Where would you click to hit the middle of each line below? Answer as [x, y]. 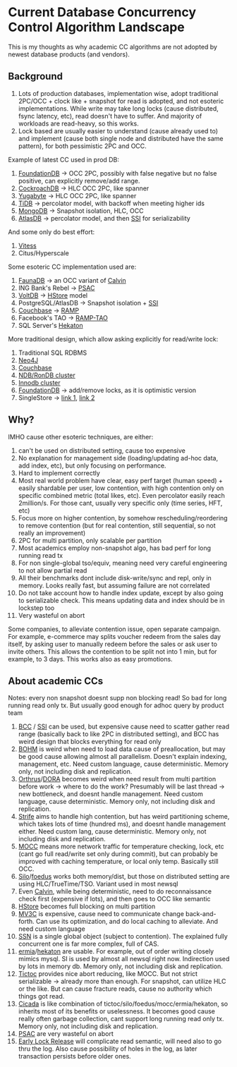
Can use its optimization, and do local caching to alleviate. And [127, 922]
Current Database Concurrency [102, 12]
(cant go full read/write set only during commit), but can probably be [118, 854]
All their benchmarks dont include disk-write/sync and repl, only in [115, 578]
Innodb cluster [39, 382]
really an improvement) [52, 532]
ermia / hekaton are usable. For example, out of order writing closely [116, 951]
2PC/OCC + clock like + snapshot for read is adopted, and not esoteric [121, 101]
